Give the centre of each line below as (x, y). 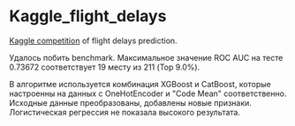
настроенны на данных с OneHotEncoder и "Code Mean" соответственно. (148, 93)
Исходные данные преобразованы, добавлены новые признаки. (130, 102)
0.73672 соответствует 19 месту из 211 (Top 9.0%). (105, 67)
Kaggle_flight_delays (88, 16)
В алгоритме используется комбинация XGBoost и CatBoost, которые (140, 84)
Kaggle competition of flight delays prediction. (94, 41)
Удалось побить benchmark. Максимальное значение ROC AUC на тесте (146, 57)
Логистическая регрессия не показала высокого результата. (125, 112)
